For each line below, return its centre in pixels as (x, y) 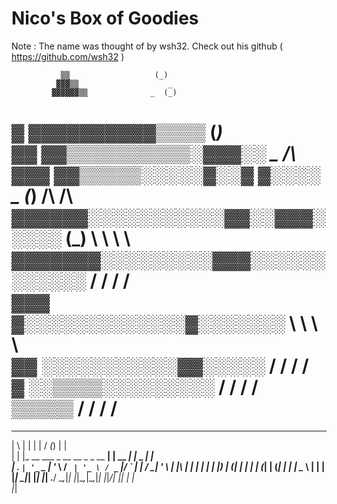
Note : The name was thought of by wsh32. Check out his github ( (147, 46)
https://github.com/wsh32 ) (68, 56)
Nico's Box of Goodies (105, 18)
